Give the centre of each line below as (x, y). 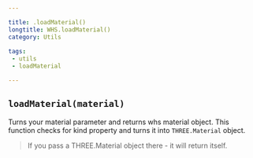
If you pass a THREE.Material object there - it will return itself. (127, 145)
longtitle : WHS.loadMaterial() (60, 29)
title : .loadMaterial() (47, 22)
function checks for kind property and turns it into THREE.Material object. (127, 130)
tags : (17, 52)
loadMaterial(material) (67, 104)
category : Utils (35, 37)
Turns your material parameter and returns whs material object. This (119, 122)
